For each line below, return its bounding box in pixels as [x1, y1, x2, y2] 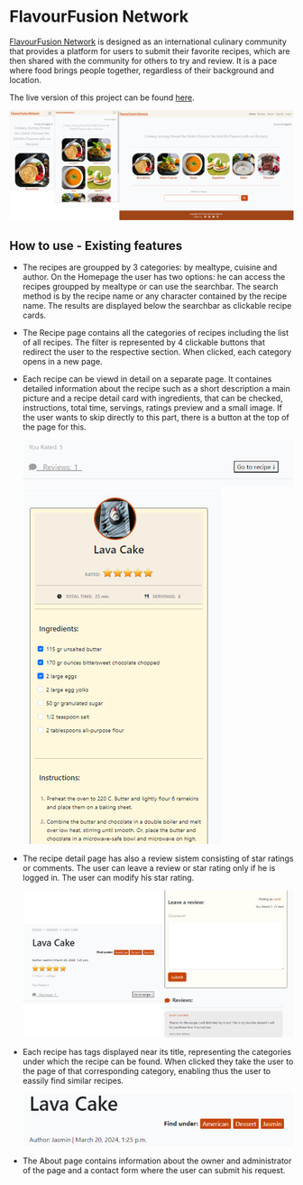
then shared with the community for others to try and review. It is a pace [9, 55, 278, 66]
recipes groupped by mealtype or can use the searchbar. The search [22, 282, 279, 292]
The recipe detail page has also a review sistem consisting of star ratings [22, 853, 294, 864]
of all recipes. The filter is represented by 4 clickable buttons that [22, 337, 266, 348]
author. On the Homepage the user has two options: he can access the [22, 272, 286, 282]
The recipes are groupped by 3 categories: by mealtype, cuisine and [22, 262, 278, 273]
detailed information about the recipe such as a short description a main [22, 384, 290, 394]
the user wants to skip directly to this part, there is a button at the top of [22, 412, 290, 423]
